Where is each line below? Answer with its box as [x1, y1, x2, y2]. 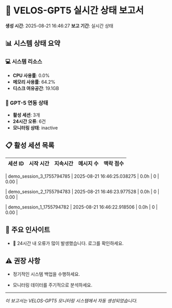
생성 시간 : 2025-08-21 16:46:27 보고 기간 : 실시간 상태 [5, 23, 114, 29]
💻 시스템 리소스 [5, 58, 42, 65]
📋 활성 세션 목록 [5, 141, 55, 150]
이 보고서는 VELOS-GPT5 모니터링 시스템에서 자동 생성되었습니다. [5, 298, 138, 304]
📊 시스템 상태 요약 [5, 39, 60, 48]
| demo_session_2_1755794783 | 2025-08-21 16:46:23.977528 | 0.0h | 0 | [5, 188, 160, 195]
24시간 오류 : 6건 [12, 118, 46, 124]
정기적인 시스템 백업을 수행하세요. [12, 271, 80, 277]
